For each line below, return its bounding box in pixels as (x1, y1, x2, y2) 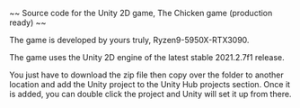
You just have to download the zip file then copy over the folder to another (9, 69, 285, 80)
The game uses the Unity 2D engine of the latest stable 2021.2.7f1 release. (9, 52, 285, 62)
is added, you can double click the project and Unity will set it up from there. (9, 89, 292, 99)
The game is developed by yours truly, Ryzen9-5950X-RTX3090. (9, 35, 250, 45)
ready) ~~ (9, 17, 47, 28)
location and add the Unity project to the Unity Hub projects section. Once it (9, 79, 290, 89)
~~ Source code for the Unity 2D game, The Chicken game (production (9, 8, 273, 18)
